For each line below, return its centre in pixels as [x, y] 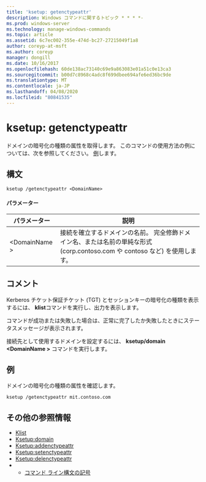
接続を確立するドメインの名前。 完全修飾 [120, 232]
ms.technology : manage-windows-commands [59, 29]
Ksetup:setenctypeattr [44, 452]
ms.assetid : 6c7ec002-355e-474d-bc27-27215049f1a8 [72, 40]
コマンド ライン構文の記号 [57, 473]
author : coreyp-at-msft [37, 47]
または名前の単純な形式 [119, 241]
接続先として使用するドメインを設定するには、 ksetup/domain [86, 341]
